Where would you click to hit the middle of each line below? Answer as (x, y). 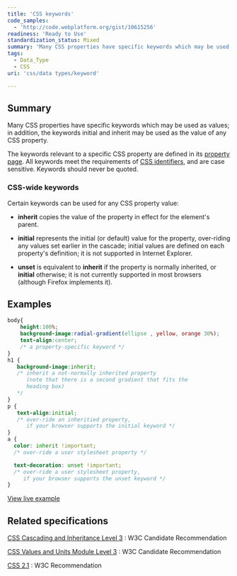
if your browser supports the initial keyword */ (100, 426)
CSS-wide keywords (43, 187)
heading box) (45, 387)
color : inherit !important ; (55, 446)
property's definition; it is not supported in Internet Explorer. (105, 253)
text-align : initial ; (47, 413)
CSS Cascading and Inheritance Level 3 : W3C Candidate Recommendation (117, 538)
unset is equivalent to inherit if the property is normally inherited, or (117, 267)
